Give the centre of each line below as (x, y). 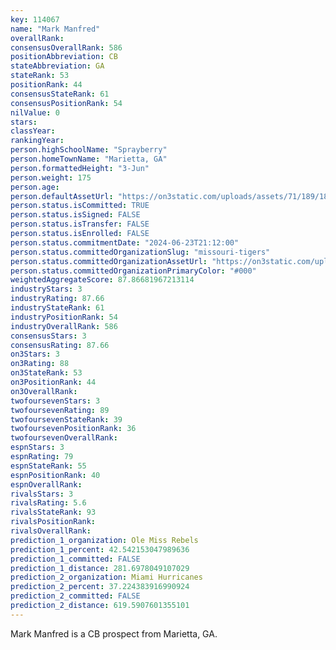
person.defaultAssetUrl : (62, 196)
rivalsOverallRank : (51, 531)
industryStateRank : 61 (57, 308)
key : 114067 (35, 19)
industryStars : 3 (46, 289)
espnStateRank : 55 (48, 466)
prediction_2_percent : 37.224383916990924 (100, 587)
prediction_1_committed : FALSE (75, 559)
